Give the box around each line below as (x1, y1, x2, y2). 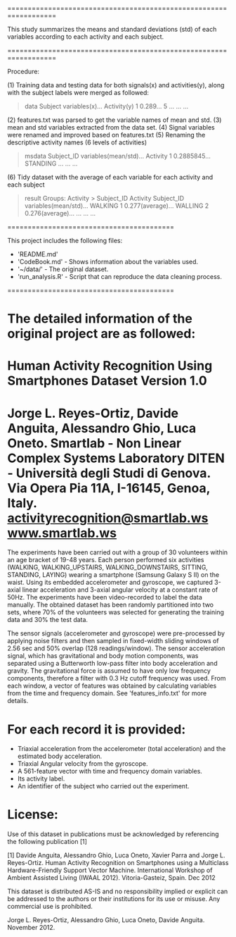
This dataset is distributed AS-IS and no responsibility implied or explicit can (7, 887, 228, 895)
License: (7, 807, 58, 823)
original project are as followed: (7, 325, 196, 342)
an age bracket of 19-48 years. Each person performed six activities (7, 556, 204, 564)
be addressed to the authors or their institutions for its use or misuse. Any (7, 895, 221, 903)
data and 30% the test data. (7, 616, 88, 624)
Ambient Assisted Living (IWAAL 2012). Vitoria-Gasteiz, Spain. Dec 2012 (7, 874, 216, 882)
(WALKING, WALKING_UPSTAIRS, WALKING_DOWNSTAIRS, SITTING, (7, 563, 209, 571)
